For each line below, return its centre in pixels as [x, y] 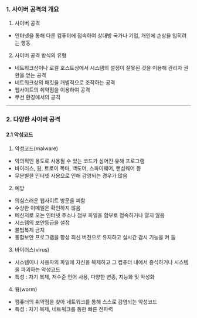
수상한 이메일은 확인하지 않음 [47, 208]
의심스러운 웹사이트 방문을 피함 [50, 201]
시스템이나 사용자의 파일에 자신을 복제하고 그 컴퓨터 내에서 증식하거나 [94, 262]
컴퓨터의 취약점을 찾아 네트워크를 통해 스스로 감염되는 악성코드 [86, 302]
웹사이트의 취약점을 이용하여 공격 [52, 90]
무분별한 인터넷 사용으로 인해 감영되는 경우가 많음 [71, 176]
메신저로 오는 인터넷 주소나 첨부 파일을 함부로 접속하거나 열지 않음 [90, 215]
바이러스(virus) [32, 250]
